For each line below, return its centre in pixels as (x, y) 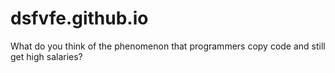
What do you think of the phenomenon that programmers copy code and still (168, 46)
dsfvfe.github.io (79, 18)
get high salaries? (46, 56)
